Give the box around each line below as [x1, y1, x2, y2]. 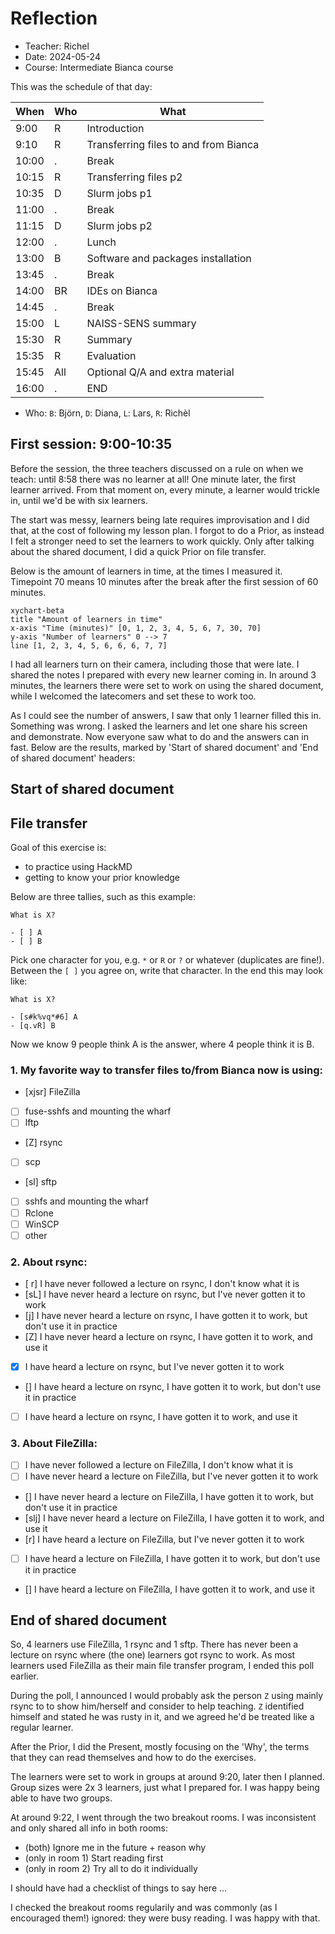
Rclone [24, 1207, 54, 1219]
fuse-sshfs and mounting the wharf [24, 1105, 172, 1117]
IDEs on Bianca [86, 283, 158, 297]
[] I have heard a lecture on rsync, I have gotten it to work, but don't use [24, 1381, 322, 1393]
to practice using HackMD [24, 860, 133, 872]
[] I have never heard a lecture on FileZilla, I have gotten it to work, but [24, 1490, 314, 1502]
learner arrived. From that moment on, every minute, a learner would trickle [10, 483, 320, 496]
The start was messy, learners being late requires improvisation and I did [10, 513, 310, 526]
